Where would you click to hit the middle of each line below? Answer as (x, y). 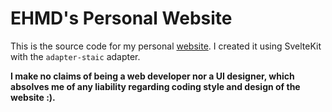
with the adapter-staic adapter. (75, 56)
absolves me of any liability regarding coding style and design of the (155, 86)
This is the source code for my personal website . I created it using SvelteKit (166, 46)
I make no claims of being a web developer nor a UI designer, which (152, 76)
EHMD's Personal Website (121, 18)
